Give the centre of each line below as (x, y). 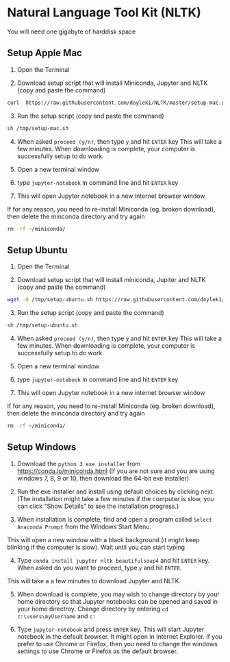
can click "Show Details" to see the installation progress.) (98, 506)
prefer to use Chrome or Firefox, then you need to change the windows (117, 644)
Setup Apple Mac (44, 53)
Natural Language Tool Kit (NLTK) (104, 13)
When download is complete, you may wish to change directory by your (118, 594)
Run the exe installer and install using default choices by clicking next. (116, 492)
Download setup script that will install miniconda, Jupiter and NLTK (111, 280)
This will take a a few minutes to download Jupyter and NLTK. (94, 581)
